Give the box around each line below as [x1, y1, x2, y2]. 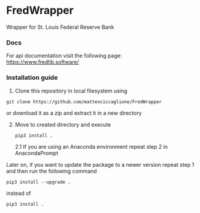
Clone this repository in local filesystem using [14, 87, 128, 94]
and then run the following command [6, 167, 97, 175]
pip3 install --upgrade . [6, 179, 71, 185]
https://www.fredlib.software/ [6, 58, 80, 66]
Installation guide [6, 73, 58, 82]
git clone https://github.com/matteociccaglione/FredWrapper [6, 98, 162, 105]
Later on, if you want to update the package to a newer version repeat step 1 [6, 161, 195, 168]
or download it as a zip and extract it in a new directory [6, 109, 142, 116]
